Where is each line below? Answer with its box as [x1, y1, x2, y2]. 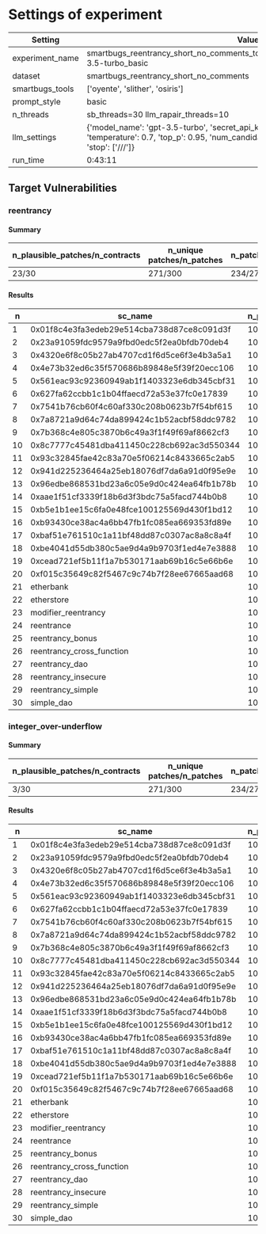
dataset [12, 70, 41, 81]
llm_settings [12, 131, 57, 143]
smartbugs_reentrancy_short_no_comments [86, 70, 249, 81]
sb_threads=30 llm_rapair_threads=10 [86, 109, 230, 120]
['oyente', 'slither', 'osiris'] [86, 83, 184, 94]
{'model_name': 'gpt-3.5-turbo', [86, 121, 208, 132]
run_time [12, 154, 45, 166]
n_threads [12, 109, 49, 120]
